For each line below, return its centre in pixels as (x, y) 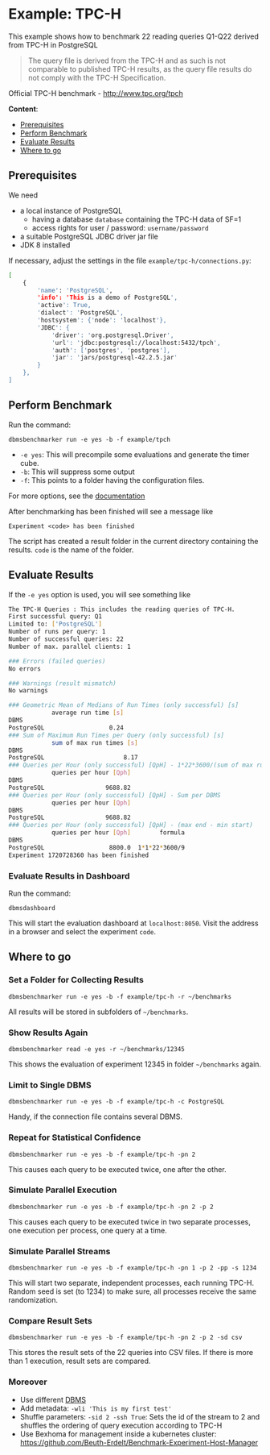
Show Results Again (48, 1033)
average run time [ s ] (88, 713)
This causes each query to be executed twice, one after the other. (117, 1169)
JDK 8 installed (45, 245)
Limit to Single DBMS (50, 1085)
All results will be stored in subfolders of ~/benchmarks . (98, 1012)
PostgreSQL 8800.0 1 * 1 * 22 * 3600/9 (96, 847)
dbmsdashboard (32, 908)
